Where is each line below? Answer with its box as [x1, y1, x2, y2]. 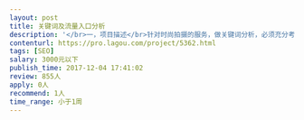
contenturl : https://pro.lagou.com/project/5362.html [9, 38, 217, 48]
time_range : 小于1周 [9, 97, 83, 106]
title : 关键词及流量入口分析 [9, 22, 106, 31]
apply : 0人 [9, 80, 50, 89]
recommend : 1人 [9, 88, 65, 97]
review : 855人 [9, 72, 62, 81]
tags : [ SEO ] [9, 47, 54, 56]
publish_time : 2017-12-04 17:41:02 [9, 64, 144, 73]
